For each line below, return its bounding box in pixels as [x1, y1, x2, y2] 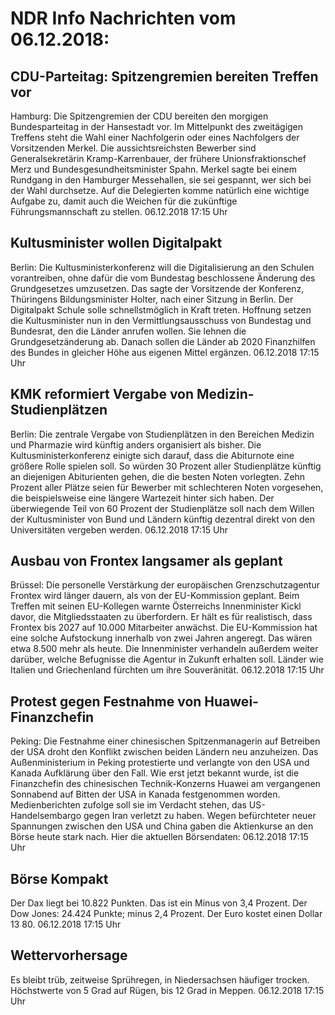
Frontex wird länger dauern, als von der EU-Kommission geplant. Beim [10, 590, 300, 602]
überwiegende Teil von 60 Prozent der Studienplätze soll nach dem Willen [10, 502, 315, 514]
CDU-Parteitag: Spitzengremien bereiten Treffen [10, 68, 319, 85]
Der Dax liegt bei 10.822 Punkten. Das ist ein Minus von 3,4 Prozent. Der [10, 897, 308, 909]
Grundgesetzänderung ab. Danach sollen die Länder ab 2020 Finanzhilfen [10, 335, 316, 347]
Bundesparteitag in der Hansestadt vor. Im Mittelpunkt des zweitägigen [10, 121, 304, 132]
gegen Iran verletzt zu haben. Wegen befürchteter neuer [83, 810, 317, 822]
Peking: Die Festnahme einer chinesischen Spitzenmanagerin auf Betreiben [10, 735, 321, 747]
